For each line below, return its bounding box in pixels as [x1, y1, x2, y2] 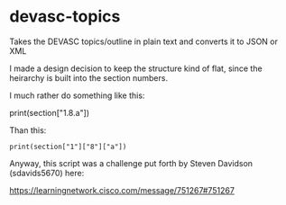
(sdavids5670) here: [9, 167, 85, 178]
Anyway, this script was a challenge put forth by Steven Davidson [9, 157, 254, 168]
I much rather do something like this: [9, 90, 145, 101]
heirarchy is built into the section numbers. [9, 72, 169, 83]
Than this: [9, 124, 47, 136]
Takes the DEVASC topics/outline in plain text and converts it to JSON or [9, 36, 278, 47]
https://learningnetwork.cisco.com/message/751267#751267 [9, 184, 235, 195]
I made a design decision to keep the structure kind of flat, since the [9, 63, 263, 74]
